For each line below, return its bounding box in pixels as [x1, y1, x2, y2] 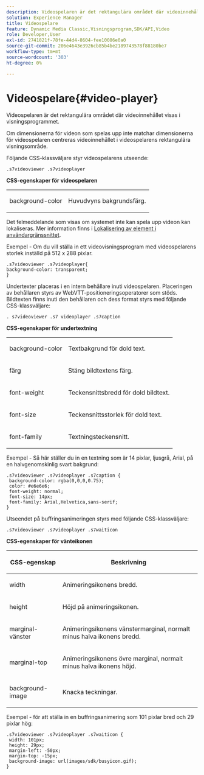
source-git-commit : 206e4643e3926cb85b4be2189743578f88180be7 [6, 43, 167, 49]
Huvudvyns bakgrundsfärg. [67, 197, 146, 205]
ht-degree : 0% [6, 60, 42, 66]
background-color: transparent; [6, 267, 88, 273]
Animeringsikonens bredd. [63, 581, 138, 589]
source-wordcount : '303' [6, 54, 69, 60]
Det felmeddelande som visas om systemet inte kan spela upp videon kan [6, 219, 191, 226]
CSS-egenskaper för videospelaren [6, 177, 98, 184]
